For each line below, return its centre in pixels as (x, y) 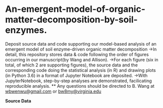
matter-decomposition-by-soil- (72, 20)
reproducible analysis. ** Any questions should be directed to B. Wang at (80, 86)
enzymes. (26, 30)
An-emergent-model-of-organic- (75, 9)
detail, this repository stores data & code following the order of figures (77, 54)
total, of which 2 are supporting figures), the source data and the (72, 65)
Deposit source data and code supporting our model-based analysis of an (81, 44)
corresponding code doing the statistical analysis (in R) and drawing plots (81, 70)
